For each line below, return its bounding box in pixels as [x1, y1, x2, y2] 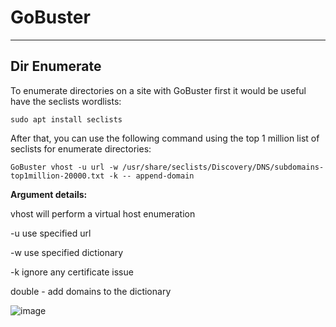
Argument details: [10, 188, 88, 200]
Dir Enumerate [10, 58, 102, 75]
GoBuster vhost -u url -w [10, 162, 118, 172]
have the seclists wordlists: [10, 95, 122, 107]
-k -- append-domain [108, 171, 195, 181]
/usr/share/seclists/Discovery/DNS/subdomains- [121, 162, 325, 172]
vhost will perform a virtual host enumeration [10, 207, 196, 220]
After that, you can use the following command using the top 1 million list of [10, 132, 320, 144]
